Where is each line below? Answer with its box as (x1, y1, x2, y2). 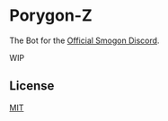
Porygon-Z (9, 5, 93, 26)
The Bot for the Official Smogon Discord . (9, 35, 160, 46)
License (9, 78, 55, 94)
